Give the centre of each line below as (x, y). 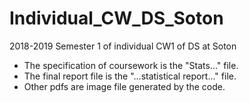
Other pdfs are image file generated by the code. (124, 86)
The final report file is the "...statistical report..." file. (130, 76)
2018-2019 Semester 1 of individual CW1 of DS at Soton (123, 46)
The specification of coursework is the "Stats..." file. (131, 65)
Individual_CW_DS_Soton (116, 18)
